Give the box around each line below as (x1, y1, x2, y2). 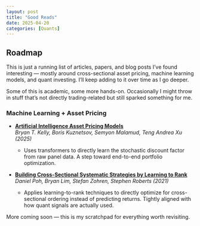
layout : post (6, 8, 39, 15)
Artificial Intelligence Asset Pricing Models (14, 123, 124, 130)
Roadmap (6, 47, 43, 57)
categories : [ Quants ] (6, 25, 60, 32)
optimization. (23, 160, 56, 167)
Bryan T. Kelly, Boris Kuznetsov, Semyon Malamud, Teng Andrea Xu (14, 129, 182, 136)
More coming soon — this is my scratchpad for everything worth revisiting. (6, 213, 190, 221)
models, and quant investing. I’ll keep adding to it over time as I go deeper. (6, 76, 189, 84)
